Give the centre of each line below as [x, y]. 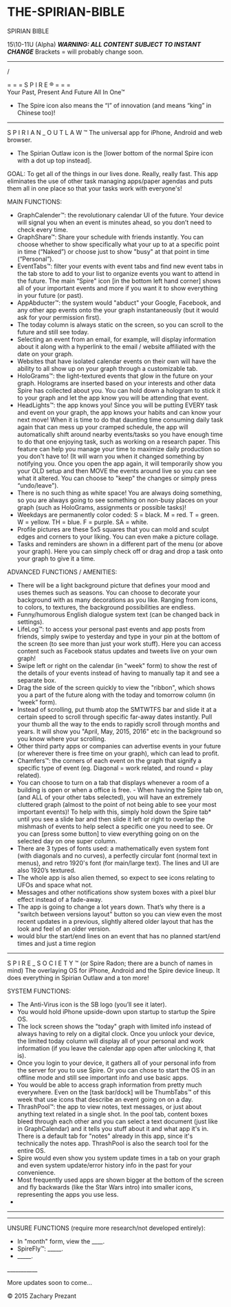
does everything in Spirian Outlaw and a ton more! [78, 977]
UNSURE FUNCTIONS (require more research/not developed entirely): [107, 1228]
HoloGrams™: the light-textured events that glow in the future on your [115, 376]
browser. [20, 140]
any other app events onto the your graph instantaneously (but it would [118, 310]
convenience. [36, 1172]
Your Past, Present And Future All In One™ [66, 92]
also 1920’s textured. [46, 870]
